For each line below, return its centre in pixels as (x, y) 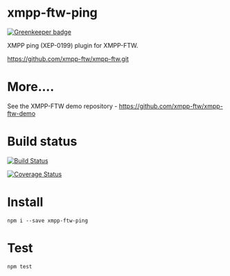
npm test (20, 266)
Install (25, 202)
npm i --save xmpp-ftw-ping (48, 221)
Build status (42, 142)
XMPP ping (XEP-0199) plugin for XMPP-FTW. (73, 45)
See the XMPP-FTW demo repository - (62, 106)
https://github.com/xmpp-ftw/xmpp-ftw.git (68, 59)
